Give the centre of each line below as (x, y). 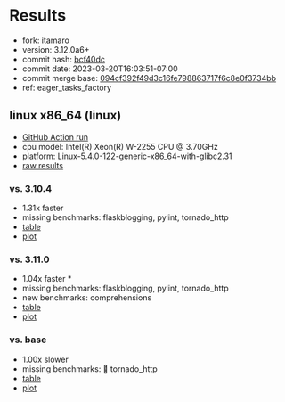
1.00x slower (45, 359)
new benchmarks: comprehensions (87, 298)
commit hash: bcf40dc (63, 59)
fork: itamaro (45, 40)
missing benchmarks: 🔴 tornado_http (90, 369)
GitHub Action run (55, 137)
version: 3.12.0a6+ (56, 49)
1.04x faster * (47, 279)
